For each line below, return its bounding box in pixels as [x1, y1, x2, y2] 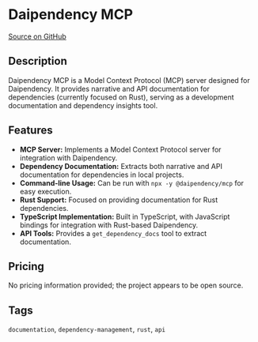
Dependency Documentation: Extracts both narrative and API [19, 161, 223, 171]
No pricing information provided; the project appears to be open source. [8, 280, 244, 290]
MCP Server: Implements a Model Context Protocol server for [19, 145, 222, 154]
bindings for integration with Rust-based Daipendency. [19, 220, 199, 230]
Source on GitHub [8, 32, 67, 41]
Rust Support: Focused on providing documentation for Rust [19, 195, 218, 205]
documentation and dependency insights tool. [8, 100, 158, 110]
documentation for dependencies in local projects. [19, 170, 184, 179]
